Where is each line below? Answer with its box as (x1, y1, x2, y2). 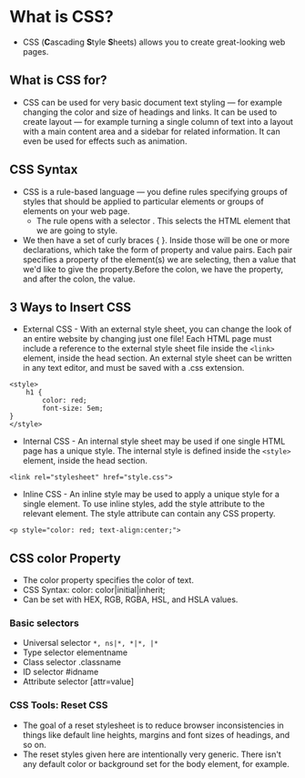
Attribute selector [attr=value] (22, 676, 135, 687)
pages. (22, 46, 49, 56)
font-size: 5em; (42, 404, 104, 414)
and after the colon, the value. (22, 273, 136, 284)
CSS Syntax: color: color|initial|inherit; (22, 585, 166, 596)
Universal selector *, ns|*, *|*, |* (22, 638, 159, 649)
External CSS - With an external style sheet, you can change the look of (22, 323, 292, 334)
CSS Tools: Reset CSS (9, 699, 108, 711)
